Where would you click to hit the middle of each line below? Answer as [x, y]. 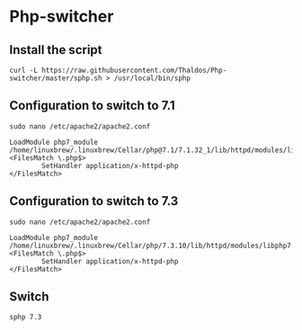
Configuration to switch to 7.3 [94, 201]
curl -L [24, 70]
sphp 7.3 [26, 317]
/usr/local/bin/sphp [152, 78]
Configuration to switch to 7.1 [92, 106]
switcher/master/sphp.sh [56, 78]
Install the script [56, 50]
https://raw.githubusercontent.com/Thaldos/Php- [134, 70]
